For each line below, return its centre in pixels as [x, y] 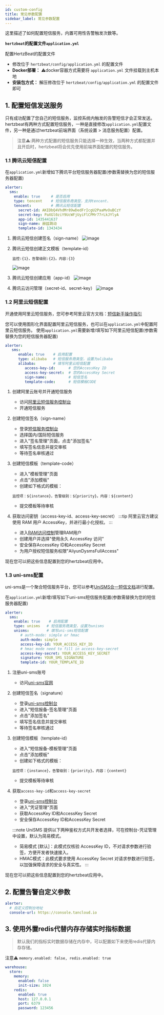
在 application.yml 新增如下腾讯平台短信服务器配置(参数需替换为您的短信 [78, 172]
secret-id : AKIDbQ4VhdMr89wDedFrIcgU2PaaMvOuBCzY [69, 210]
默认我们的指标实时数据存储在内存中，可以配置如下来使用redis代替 [84, 941]
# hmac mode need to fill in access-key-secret [70, 649]
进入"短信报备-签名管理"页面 [48, 710]
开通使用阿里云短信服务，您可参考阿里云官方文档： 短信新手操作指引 [73, 314]
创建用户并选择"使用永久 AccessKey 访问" [61, 539]
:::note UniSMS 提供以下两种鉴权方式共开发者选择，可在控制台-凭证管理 [84, 830]
